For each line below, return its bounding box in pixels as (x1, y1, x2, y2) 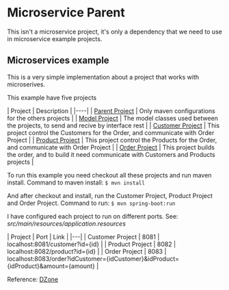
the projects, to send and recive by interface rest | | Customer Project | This (7, 121, 220, 130)
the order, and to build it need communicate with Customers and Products (7, 150, 215, 158)
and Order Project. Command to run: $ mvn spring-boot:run (7, 199, 176, 207)
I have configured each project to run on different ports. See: (7, 212, 178, 220)
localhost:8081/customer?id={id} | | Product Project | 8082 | (7, 240, 176, 248)
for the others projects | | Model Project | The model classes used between (7, 114, 219, 122)
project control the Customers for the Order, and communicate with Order (7, 128, 215, 136)
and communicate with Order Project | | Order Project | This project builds (7, 143, 215, 152)
